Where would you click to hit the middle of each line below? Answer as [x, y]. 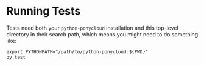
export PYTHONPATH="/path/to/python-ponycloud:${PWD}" [77, 52]
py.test [16, 57]
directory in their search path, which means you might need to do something [102, 34]
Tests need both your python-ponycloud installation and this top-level [92, 28]
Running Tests [44, 11]
